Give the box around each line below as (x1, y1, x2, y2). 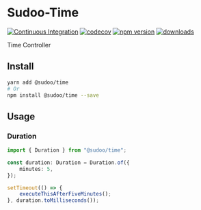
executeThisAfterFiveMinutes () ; (19, 191, 111, 198)
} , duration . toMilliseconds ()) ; (7, 197, 99, 204)
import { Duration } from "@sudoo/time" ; (7, 147, 127, 154)
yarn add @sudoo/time (7, 79, 69, 86)
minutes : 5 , (19, 165, 53, 172)
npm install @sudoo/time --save (7, 91, 99, 99)
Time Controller (7, 40, 51, 49)
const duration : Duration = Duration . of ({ (7, 159, 130, 166)
